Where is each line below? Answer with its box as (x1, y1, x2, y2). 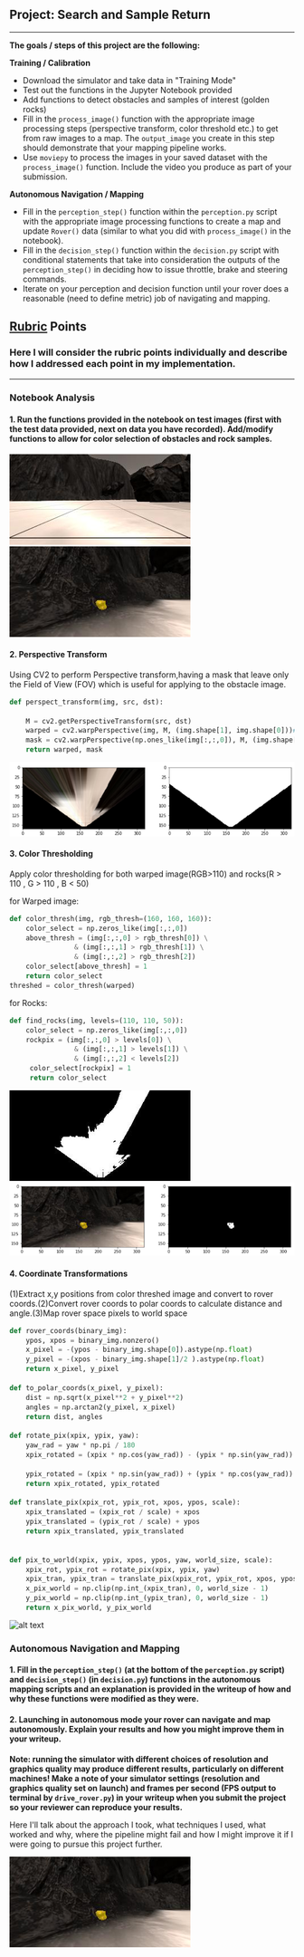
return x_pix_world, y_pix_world (25, 1603, 152, 1613)
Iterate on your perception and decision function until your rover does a (22, 283, 290, 293)
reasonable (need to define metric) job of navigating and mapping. (22, 293, 271, 303)
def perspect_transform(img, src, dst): (9, 697, 165, 706)
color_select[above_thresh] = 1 (25, 962, 147, 972)
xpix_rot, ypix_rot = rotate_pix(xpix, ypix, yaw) (25, 1565, 221, 1574)
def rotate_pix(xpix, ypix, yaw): (9, 1431, 140, 1441)
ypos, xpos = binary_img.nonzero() (25, 1336, 160, 1345)
